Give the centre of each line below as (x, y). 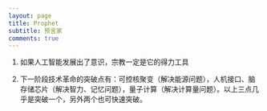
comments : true (34, 38)
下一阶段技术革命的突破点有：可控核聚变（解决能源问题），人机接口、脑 (138, 79)
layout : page (30, 16)
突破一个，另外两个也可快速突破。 (90, 99)
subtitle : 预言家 (35, 31)
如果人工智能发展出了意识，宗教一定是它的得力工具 (104, 62)
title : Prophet (34, 23)
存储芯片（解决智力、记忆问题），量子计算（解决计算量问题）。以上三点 (136, 89)
